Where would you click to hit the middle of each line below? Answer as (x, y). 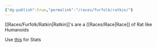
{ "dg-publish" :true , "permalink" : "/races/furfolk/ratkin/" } (69, 10)
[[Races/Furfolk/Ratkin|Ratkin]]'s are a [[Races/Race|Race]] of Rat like (78, 24)
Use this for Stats (23, 39)
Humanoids (17, 30)
